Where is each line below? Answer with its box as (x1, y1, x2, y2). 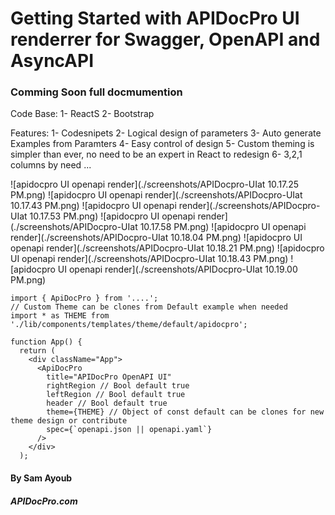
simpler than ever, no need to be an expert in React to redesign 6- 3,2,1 (10, 148, 303, 161)
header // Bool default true (46, 398, 168, 409)
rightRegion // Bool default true (46, 381, 190, 391)
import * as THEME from (10, 311, 110, 321)
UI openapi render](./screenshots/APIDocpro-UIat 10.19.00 (57, 263, 298, 276)
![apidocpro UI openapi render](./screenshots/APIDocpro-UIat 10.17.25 (10, 178, 300, 191)
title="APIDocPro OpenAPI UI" (46, 372, 172, 382)
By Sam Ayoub (10, 472, 73, 484)
